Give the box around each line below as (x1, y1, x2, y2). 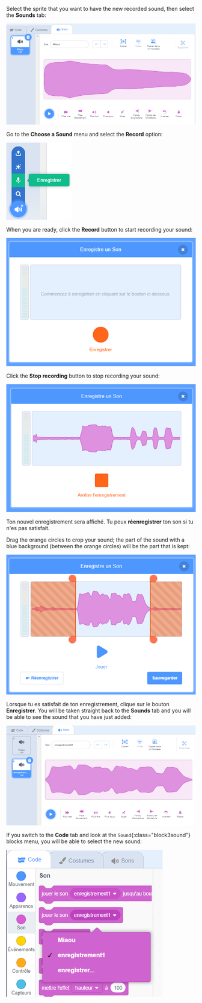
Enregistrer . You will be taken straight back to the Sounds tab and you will (6, 707, 191, 714)
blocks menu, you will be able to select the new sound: (6, 838, 142, 845)
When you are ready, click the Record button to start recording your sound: (6, 226, 193, 233)
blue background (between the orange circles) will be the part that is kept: (6, 543, 191, 550)
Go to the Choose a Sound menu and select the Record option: (6, 131, 163, 138)
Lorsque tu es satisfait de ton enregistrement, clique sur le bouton (6, 701, 170, 708)
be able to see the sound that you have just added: (6, 713, 132, 721)
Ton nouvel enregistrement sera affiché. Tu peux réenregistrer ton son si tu (6, 518, 194, 525)
